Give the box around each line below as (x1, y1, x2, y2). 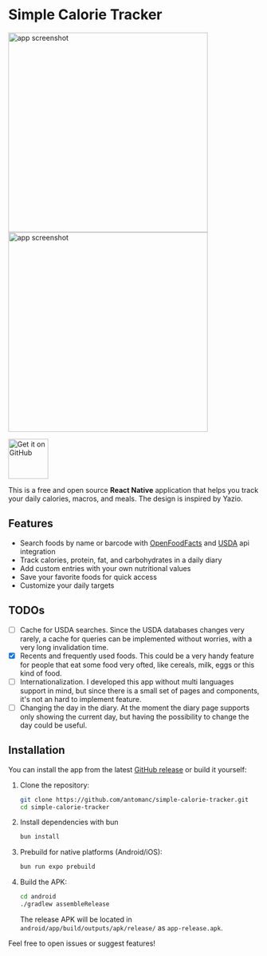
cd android (19, 893, 57, 901)
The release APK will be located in (19, 914, 133, 924)
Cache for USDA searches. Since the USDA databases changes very (19, 625, 245, 634)
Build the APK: (19, 877, 68, 887)
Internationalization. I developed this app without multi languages (19, 676, 234, 686)
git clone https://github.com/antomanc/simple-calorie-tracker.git (19, 795, 249, 803)
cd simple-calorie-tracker (19, 803, 110, 811)
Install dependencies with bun (19, 817, 119, 827)
